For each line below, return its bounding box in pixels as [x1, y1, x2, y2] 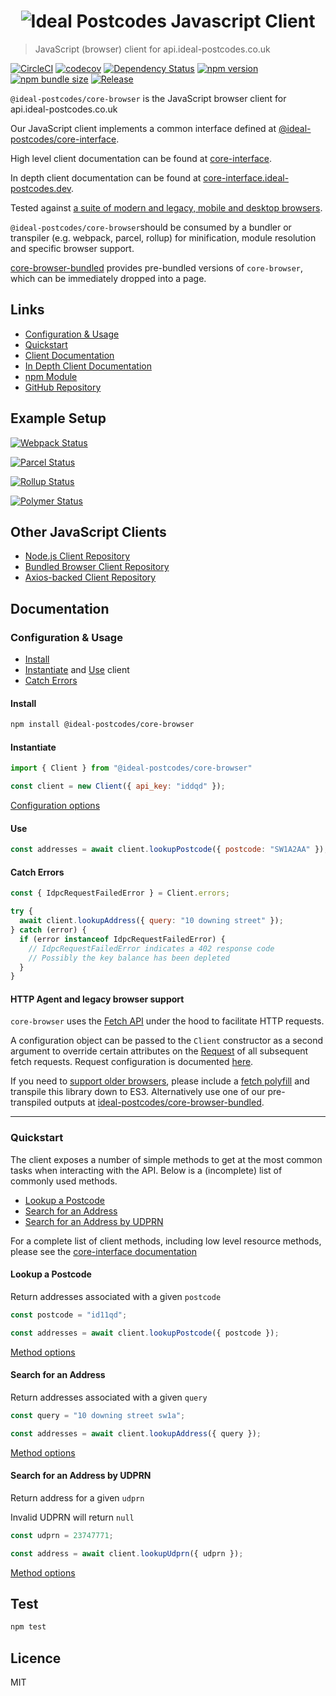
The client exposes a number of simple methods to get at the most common [10, 1153, 323, 1165]
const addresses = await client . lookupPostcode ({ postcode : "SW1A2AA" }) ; [10, 845, 329, 855]
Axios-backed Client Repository [24, 571, 157, 584]
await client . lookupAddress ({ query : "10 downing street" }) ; [19, 916, 284, 926]
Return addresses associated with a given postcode [10, 1290, 222, 1302]
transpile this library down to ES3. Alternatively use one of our [10, 1086, 266, 1098]
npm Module [24, 370, 78, 382]
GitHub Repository [24, 381, 102, 393]
